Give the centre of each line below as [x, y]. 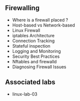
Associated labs [30, 82]
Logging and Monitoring [37, 51]
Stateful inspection [31, 46]
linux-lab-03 [25, 94]
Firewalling [22, 8]
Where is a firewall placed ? [40, 20]
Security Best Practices [36, 56]
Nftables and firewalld [34, 61]
